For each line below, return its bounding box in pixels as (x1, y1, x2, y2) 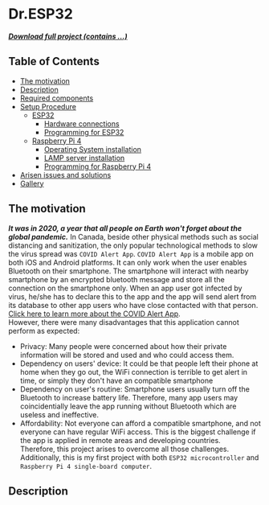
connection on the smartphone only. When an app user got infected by (8, 283, 243, 293)
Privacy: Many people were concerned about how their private (19, 341, 227, 351)
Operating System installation (43, 144, 142, 154)
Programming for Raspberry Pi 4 (43, 162, 152, 171)
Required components (19, 93, 94, 103)
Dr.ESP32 (8, 5, 74, 23)
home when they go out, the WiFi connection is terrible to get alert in (19, 367, 247, 376)
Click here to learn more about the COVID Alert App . (8, 309, 181, 318)
